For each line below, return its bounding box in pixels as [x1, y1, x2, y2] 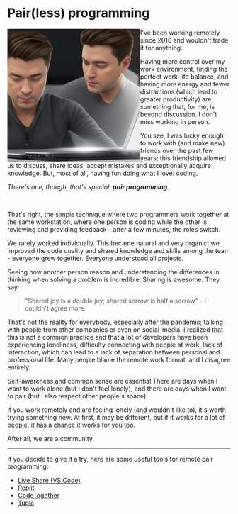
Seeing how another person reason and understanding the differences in [7, 267, 220, 276]
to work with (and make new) [140, 138, 225, 147]
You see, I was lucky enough [140, 131, 225, 140]
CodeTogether [17, 491, 60, 499]
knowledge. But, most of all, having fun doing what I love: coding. [7, 169, 198, 177]
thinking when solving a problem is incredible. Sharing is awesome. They [7, 275, 220, 284]
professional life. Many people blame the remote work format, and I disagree [7, 355, 231, 364]
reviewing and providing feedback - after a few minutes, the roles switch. [7, 225, 221, 233]
